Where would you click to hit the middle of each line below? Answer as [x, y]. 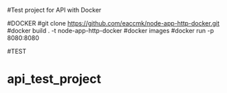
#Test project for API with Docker [54, 10]
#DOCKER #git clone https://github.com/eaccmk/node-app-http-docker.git [113, 23]
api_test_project [54, 79]
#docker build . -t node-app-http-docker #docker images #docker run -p [111, 31]
